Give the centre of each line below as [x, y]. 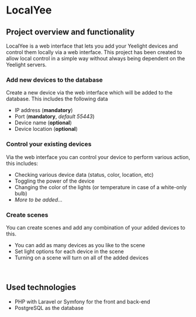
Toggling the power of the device [54, 181]
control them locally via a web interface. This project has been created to [94, 52]
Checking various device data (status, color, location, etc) [84, 174]
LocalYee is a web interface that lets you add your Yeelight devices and [92, 46]
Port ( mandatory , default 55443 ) [54, 117]
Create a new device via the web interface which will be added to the [89, 93]
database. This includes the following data [57, 99]
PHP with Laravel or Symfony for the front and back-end [82, 301]
